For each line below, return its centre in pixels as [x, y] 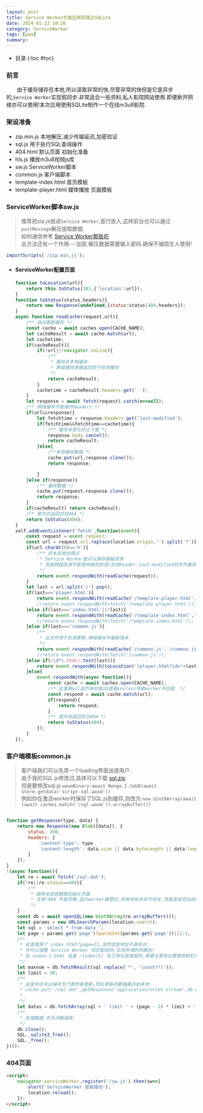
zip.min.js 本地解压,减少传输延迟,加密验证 [66, 136]
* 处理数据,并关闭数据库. [48, 1018]
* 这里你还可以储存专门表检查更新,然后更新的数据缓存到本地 [85, 984]
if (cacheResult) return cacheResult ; [74, 508]
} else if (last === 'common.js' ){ [66, 627]
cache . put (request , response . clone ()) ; [86, 491]
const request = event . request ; [67, 536]
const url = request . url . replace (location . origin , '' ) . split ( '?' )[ [111, 542]
